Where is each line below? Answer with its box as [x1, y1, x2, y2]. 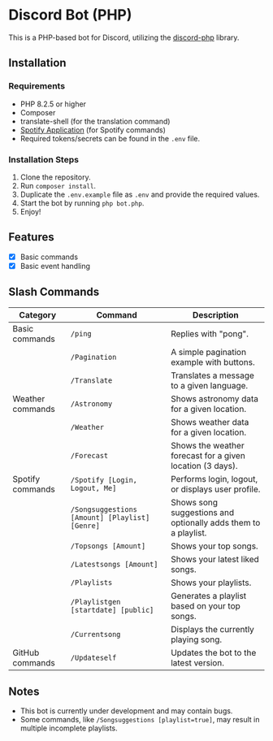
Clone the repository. [19, 172, 91, 182]
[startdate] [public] [70, 605, 154, 614]
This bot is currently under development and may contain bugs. [19, 706, 233, 716]
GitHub [12, 647, 40, 658]
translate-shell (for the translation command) [19, 116, 171, 126]
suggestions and [170, 506, 235, 518]
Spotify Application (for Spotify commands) [19, 124, 167, 135]
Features [8, 230, 54, 245]
